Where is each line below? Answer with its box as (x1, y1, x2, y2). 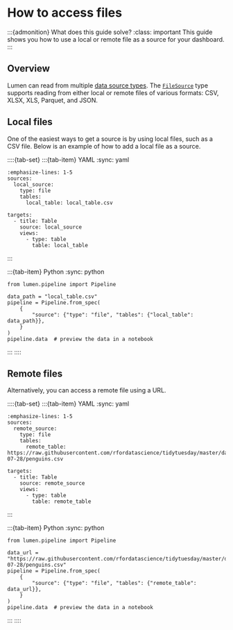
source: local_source (19, 224, 82, 231)
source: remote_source (19, 480, 85, 487)
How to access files (7, 5, 123, 21)
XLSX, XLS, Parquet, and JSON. (7, 96, 98, 104)
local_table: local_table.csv (25, 199, 113, 206)
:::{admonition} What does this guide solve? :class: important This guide (7, 28, 213, 36)
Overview (7, 63, 51, 74)
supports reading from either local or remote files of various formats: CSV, (7, 88, 219, 97)
